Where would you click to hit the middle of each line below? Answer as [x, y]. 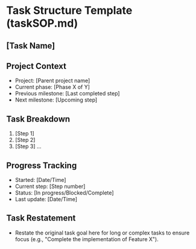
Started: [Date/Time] [40, 180]
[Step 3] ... [28, 146]
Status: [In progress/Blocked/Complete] [64, 193]
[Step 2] [25, 140]
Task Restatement [41, 218]
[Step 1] [24, 134]
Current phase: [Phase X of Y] [52, 87]
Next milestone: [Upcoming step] [56, 100]
